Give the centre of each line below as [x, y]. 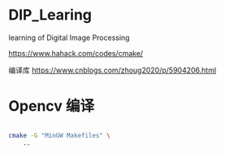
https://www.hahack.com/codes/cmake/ [76, 53]
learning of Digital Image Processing [69, 37]
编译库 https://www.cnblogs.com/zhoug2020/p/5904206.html [112, 70]
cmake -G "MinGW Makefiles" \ [60, 135]
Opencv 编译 [52, 106]
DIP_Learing [50, 15]
